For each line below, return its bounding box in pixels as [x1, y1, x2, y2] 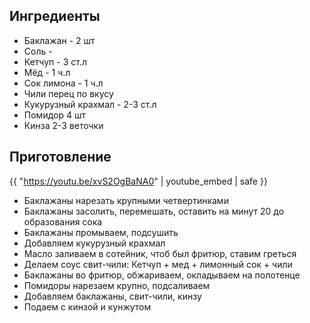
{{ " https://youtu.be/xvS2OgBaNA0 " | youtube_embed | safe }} [9, 175, 268, 187]
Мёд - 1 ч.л [23, 66, 71, 78]
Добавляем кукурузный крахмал [23, 237, 166, 249]
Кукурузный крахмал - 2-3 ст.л [23, 98, 157, 110]
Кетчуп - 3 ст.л [23, 55, 87, 68]
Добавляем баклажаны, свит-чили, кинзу [23, 290, 202, 302]
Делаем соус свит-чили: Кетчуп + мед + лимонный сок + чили [23, 258, 293, 270]
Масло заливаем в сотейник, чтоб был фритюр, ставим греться [23, 247, 297, 259]
